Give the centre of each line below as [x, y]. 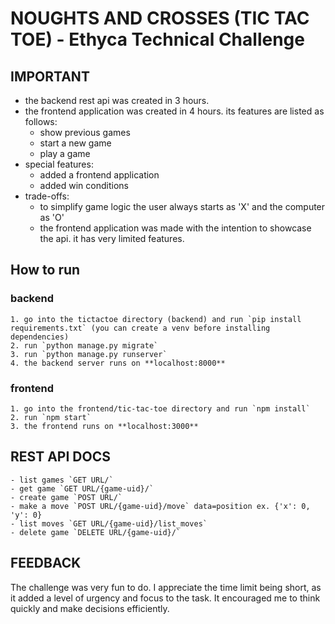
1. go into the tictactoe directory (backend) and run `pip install [156, 319]
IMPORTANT [50, 76]
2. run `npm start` [51, 417]
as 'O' [52, 217]
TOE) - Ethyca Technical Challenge [157, 39]
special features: [59, 164]
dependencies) [40, 337]
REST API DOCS [60, 457]
